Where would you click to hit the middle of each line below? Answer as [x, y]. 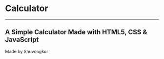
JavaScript [22, 40]
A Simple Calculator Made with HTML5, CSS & [76, 32]
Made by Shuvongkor [27, 51]
